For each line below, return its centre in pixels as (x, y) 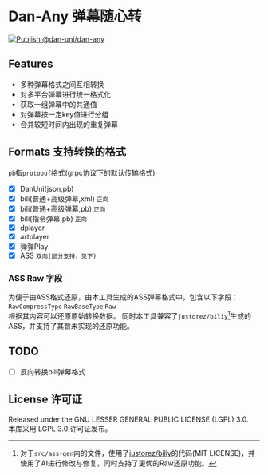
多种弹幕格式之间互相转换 (62, 84)
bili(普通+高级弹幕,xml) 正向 (64, 198)
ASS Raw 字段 (35, 278)
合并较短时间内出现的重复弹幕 (69, 124)
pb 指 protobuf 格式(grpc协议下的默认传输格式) (82, 172)
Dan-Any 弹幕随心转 (75, 16)
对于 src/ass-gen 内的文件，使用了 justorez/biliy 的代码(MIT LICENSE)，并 (137, 453)
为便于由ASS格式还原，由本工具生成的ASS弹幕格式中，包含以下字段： (124, 297)
